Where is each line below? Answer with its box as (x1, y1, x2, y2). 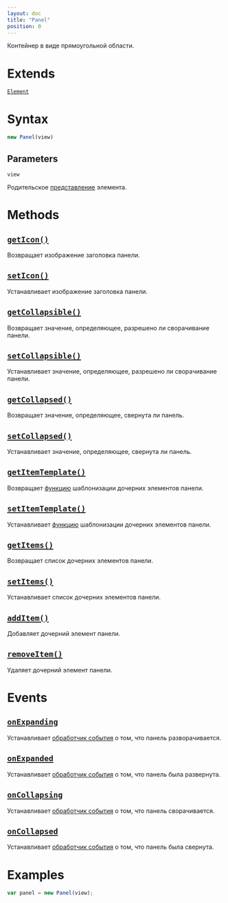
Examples (7, 867, 65, 882)
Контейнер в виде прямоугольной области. (7, 42, 135, 50)
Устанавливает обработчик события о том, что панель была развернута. (7, 770, 221, 778)
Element (7, 89, 30, 95)
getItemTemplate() (7, 468, 86, 477)
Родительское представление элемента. (7, 183, 127, 191)
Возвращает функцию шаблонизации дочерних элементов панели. (7, 483, 204, 492)
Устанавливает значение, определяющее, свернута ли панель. (7, 448, 192, 455)
